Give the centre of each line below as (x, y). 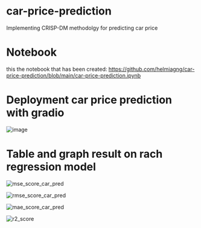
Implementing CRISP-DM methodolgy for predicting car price (82, 28)
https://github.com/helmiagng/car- (152, 69)
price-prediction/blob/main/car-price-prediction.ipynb (74, 75)
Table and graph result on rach (85, 154)
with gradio (35, 113)
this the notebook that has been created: (57, 69)
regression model (51, 167)
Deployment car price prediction (89, 100)
